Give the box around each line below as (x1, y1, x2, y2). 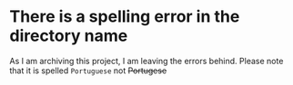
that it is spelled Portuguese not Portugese (9, 65, 167, 76)
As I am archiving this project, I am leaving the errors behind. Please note (9, 55, 284, 66)
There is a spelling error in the (9, 6, 240, 27)
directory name (9, 25, 128, 46)
